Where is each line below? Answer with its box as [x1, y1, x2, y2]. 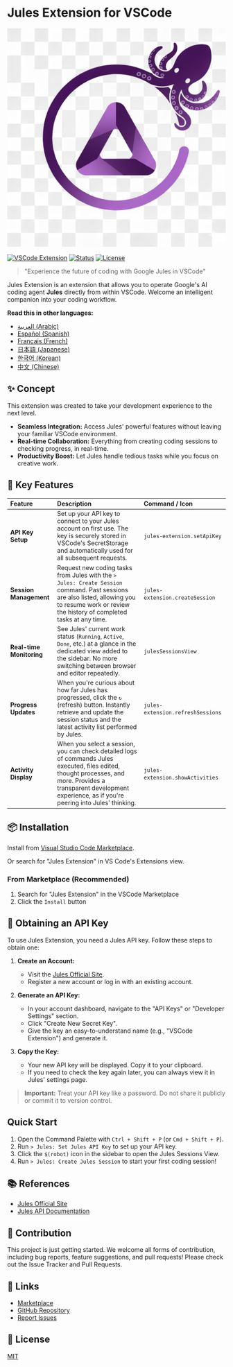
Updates [10, 708, 36, 716]
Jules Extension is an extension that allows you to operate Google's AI [7, 280, 208, 289]
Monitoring [10, 651, 43, 659]
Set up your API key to [57, 510, 121, 518]
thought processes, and [57, 769, 125, 777]
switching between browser [57, 661, 137, 670]
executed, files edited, [57, 762, 120, 771]
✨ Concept [7, 383, 55, 395]
